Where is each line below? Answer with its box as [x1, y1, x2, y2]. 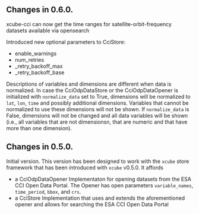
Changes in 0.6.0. [6, 5, 74, 15]
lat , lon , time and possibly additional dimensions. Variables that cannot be [6, 99, 189, 106]
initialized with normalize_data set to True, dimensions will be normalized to [6, 93, 191, 100]
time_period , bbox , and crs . [14, 188, 81, 195]
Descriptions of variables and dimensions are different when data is [6, 80, 172, 87]
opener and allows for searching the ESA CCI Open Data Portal [14, 200, 169, 207]
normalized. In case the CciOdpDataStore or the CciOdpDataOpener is [6, 86, 178, 94]
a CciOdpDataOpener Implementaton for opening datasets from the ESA [14, 175, 192, 182]
